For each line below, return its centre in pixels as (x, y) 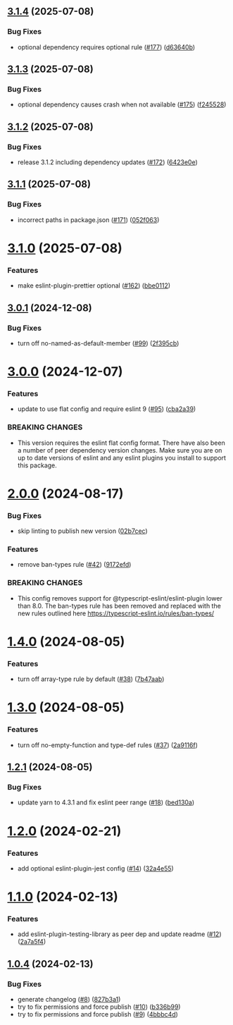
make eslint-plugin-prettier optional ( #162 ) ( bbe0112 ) (94, 286)
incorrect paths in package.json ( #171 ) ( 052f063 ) (88, 220)
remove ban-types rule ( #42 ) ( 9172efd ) (74, 565)
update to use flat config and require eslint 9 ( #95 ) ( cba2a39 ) (107, 409)
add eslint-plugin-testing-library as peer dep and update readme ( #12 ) (119, 934)
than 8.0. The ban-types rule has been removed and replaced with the (119, 606)
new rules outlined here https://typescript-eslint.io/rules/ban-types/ (116, 613)
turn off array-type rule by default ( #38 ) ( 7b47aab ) (91, 679)
